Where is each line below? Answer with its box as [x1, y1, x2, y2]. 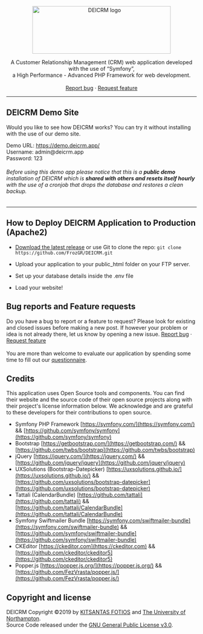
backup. [6, 188, 27, 195]
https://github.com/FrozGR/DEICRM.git [14, 250, 113, 256]
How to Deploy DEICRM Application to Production [6, 218, 196, 228]
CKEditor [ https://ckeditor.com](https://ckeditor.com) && [14, 543, 156, 550]
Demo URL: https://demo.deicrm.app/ [6, 142, 100, 149]
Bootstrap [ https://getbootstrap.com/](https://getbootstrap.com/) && [14, 440, 186, 447]
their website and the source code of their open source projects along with [6, 396, 192, 404]
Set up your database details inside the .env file [14, 272, 134, 279]
